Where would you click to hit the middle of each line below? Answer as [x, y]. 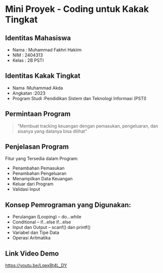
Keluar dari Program [33, 184]
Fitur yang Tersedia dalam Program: [42, 159]
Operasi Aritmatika [31, 238]
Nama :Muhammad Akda [38, 88]
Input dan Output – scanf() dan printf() [51, 227]
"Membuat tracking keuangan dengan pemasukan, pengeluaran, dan [88, 126]
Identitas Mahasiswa [38, 38]
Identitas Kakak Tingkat [43, 76]
